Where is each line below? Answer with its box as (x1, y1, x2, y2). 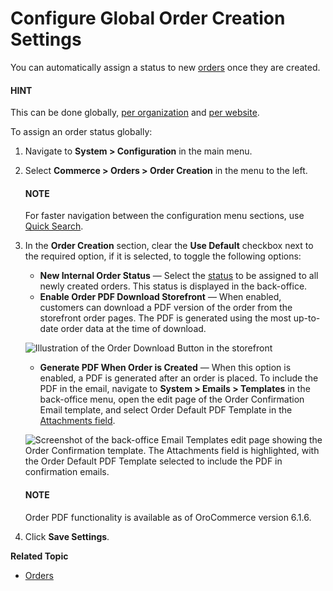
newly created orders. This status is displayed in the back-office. (39, 280, 308, 292)
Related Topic (10, 550, 69, 562)
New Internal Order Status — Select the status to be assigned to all (39, 270, 319, 282)
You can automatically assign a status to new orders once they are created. (10, 61, 321, 73)
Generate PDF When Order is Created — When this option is (39, 362, 292, 374)
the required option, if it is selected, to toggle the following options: (24, 250, 302, 262)
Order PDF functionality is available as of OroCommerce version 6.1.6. (24, 511, 312, 523)
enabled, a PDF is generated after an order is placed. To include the (39, 372, 319, 384)
